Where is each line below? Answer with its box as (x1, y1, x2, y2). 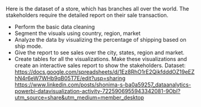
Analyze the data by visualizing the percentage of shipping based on (14, 36, 186, 43)
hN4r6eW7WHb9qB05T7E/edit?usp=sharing (14, 75, 126, 82)
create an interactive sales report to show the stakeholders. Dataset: (14, 62, 186, 69)
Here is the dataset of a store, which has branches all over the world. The (5, 5, 189, 12)
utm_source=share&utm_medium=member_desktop (14, 94, 145, 101)
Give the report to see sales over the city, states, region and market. (14, 49, 185, 56)
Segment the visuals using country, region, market (14, 30, 141, 37)
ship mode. (14, 42, 43, 50)
